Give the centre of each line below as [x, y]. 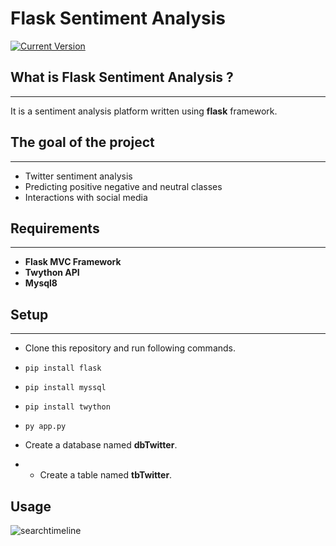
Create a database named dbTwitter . [101, 445]
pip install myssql [65, 388]
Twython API [52, 273]
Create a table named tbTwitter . [106, 475]
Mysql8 [41, 283]
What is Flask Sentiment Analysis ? [122, 77]
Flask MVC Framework [73, 262]
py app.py [45, 427]
